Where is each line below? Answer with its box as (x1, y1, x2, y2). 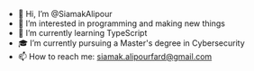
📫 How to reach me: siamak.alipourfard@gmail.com (17, 51, 213, 62)
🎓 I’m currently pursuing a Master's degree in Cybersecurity (17, 38, 245, 49)
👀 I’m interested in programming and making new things (17, 18, 225, 29)
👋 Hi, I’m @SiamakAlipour (17, 9, 113, 19)
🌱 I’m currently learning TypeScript (17, 28, 148, 38)
